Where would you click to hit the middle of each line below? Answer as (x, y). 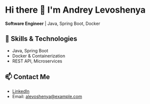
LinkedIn (21, 91)
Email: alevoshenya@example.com (47, 96)
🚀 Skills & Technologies (41, 39)
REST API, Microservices (37, 61)
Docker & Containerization (39, 56)
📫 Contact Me (28, 77)
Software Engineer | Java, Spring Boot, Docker (53, 23)
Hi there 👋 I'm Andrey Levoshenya (75, 10)
